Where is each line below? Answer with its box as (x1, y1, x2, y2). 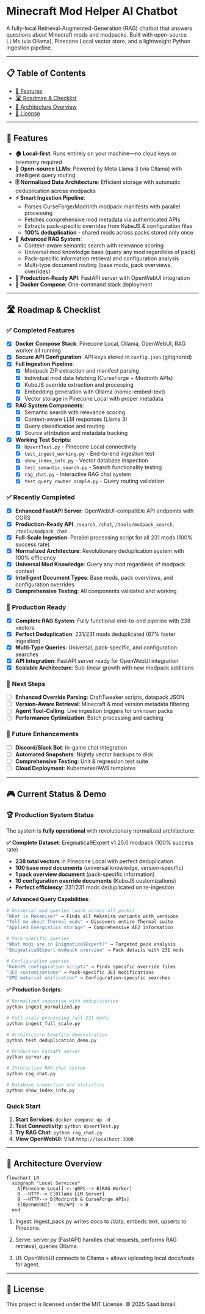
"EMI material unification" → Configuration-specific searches (6, 975, 171, 981)
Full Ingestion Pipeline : (15, 360, 74, 368)
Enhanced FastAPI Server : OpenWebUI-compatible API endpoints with (15, 507, 194, 514)
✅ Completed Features (6, 326, 75, 334)
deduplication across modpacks (15, 187, 96, 194)
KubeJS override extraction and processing (24, 381, 134, 389)
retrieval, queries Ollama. (15, 1242, 79, 1250)
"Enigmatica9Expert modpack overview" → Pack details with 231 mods (6, 947, 184, 953)
